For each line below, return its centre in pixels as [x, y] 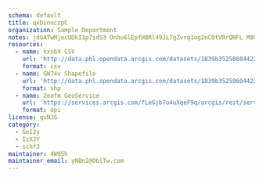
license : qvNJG [33, 117]
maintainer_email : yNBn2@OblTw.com [66, 161]
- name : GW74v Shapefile [56, 74]
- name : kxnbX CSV [45, 52]
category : [24, 125]
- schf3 [28, 146]
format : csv [41, 67]
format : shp [41, 88]
